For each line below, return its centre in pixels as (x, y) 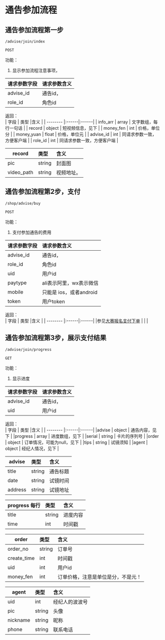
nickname (19, 620)
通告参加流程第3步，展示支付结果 (56, 338)
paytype (17, 283)
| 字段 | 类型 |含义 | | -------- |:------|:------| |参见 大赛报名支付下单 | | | (77, 321)
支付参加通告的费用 (32, 232)
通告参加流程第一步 (34, 30)
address (17, 489)
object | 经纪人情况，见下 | (32, 448)
